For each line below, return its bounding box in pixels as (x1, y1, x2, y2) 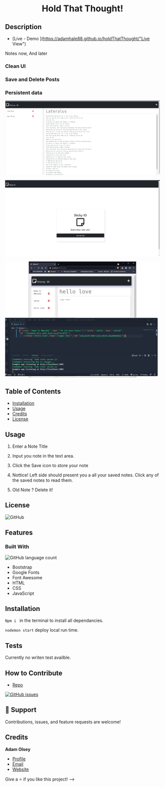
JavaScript (12, 590, 34, 596)
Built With (5, 543, 29, 550)
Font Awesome (12, 574, 43, 580)
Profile (12, 755, 26, 762)
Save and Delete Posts (5, 76, 60, 83)
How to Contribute (5, 669, 63, 677)
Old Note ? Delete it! (12, 487, 53, 493)
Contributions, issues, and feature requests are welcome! (5, 718, 121, 725)
